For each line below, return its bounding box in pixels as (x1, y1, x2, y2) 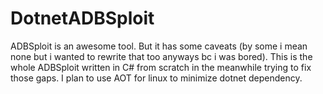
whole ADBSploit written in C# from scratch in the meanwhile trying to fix (10, 61, 312, 73)
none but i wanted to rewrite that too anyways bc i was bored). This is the (10, 50, 313, 62)
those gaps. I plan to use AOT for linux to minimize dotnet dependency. (10, 72, 303, 84)
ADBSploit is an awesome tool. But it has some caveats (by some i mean (10, 40, 308, 52)
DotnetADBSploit (10, 7, 155, 30)
